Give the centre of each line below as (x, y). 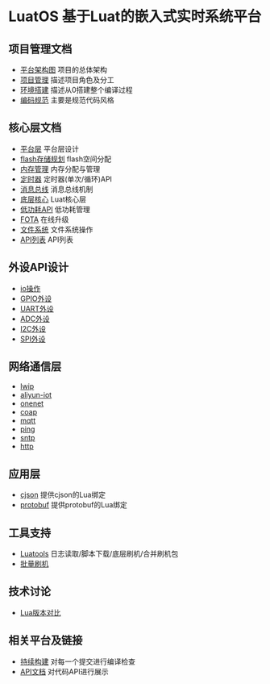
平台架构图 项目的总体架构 (63, 70)
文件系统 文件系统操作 (56, 229)
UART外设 (37, 308)
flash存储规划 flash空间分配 (65, 159)
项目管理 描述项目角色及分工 (67, 80)
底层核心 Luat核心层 (53, 199)
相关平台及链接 (46, 641)
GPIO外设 (36, 298)
